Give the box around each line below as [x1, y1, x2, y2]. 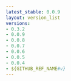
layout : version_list [5, 15, 61, 21]
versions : [5, 20, 31, 26]
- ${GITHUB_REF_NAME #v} [5, 65, 66, 72]
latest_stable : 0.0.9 [5, 9, 61, 15]
